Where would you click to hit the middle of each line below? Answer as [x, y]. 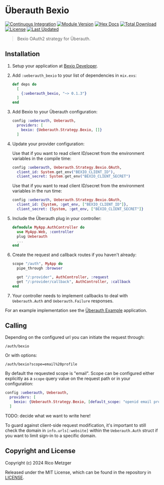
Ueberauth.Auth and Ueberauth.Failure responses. [63, 301]
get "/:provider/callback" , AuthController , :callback [74, 282]
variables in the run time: [37, 191]
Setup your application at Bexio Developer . [55, 66]
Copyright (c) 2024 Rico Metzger [38, 463]
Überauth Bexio [37, 11]
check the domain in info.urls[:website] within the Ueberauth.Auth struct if [82, 430]
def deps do [24, 84]
